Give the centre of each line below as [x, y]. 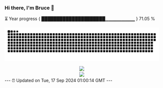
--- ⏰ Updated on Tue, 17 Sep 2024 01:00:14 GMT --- [58, 81]
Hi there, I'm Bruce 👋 [29, 8]
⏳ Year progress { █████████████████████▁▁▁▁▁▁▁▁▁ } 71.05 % [80, 19]
